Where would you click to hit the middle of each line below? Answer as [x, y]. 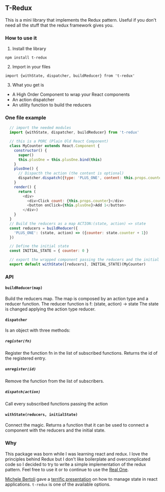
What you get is [28, 85]
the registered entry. [26, 358]
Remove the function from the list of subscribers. [55, 381]
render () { [25, 187]
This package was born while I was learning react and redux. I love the [77, 454]
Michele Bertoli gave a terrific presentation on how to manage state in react [82, 479]
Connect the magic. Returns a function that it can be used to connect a [77, 425]
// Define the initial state [39, 246]
